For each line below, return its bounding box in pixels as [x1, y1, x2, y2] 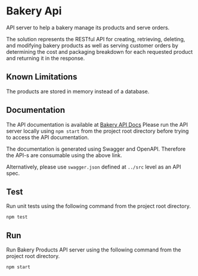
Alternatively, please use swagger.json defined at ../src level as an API [6, 163, 181, 170]
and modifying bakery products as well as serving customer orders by [6, 42, 179, 49]
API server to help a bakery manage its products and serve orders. [6, 24, 170, 31]
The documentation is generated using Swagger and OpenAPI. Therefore [6, 145, 186, 152]
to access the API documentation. [6, 133, 89, 141]
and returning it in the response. [6, 54, 85, 62]
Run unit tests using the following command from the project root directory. [6, 203, 191, 210]
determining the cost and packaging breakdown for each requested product [6, 48, 193, 55]
